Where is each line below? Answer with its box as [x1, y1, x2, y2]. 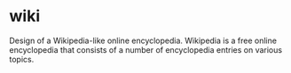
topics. [9, 54, 35, 64]
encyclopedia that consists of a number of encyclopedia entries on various [9, 44, 282, 55]
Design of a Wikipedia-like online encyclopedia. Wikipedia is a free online [9, 35, 278, 46]
